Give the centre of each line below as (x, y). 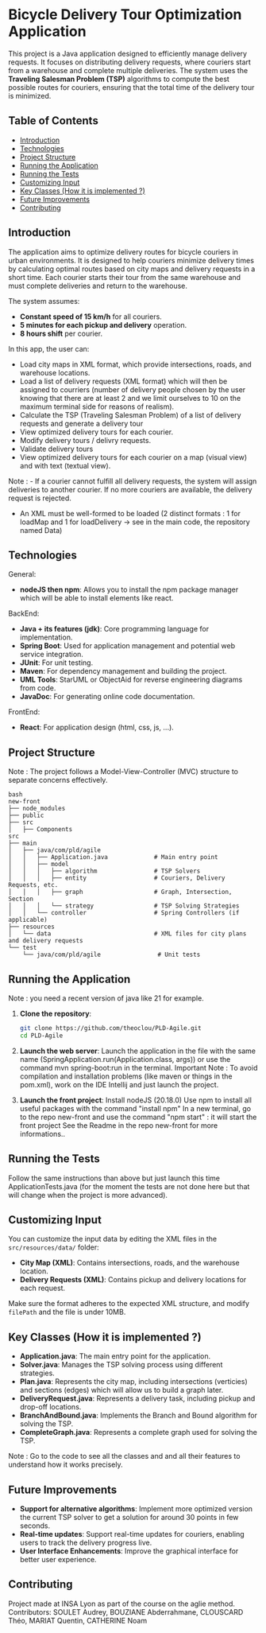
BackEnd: (24, 613)
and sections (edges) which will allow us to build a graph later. (121, 1390)
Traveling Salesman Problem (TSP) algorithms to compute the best (119, 79)
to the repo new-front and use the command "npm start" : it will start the (138, 1117)
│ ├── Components (40, 830)
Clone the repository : (56, 1013)
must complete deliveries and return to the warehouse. (98, 286)
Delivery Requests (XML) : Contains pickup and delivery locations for (133, 1280)
